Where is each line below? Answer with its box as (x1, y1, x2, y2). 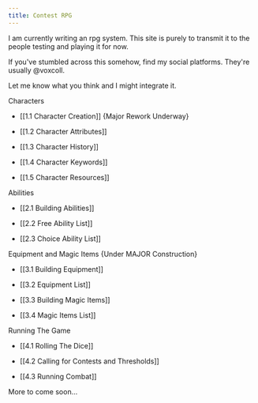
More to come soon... (8, 386, 78, 396)
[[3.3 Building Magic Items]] (19, 295, 110, 304)
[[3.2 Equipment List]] (19, 280, 91, 289)
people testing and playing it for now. (8, 41, 129, 51)
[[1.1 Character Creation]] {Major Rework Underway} (19, 111, 189, 121)
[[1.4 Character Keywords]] (19, 157, 108, 167)
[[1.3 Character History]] (19, 141, 99, 151)
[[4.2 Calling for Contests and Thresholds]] (19, 356, 159, 366)
